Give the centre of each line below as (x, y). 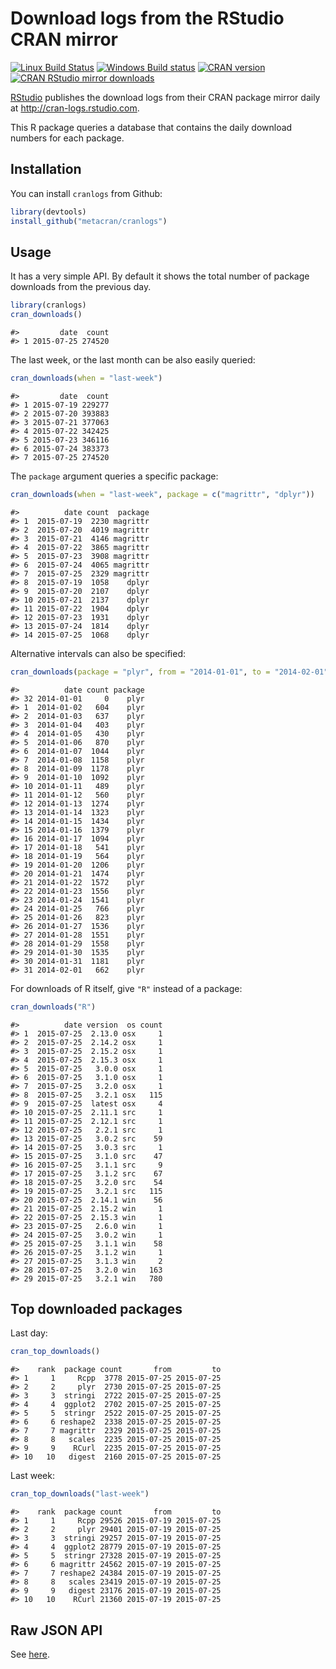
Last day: (29, 1333)
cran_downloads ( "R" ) (53, 1007)
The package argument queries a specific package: (114, 476)
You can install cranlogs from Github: (86, 193)
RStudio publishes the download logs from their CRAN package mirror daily (165, 97)
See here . (30, 1654)
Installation (46, 169)
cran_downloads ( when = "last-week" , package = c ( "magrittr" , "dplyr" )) (162, 494)
